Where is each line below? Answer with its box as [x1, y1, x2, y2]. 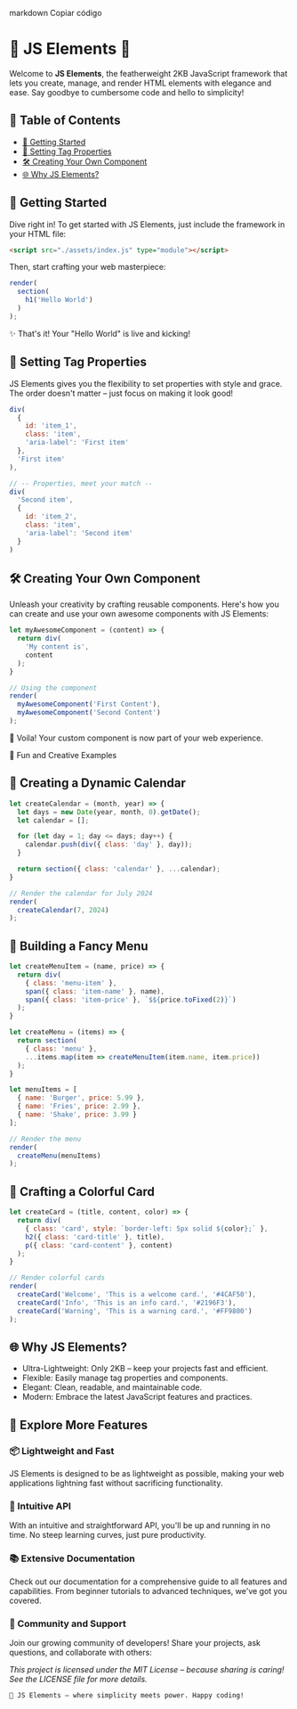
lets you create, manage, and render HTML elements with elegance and [9, 78, 272, 88]
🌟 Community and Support [9, 1617, 126, 1630]
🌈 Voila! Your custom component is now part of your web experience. [9, 732, 264, 743]
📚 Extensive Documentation [9, 1552, 135, 1565]
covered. [9, 1595, 42, 1606]
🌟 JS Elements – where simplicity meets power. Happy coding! [9, 1690, 245, 1700]
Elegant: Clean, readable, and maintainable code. [21, 1382, 203, 1393]
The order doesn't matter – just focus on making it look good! [9, 388, 234, 398]
